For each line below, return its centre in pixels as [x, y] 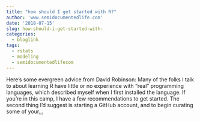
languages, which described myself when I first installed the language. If [96, 92]
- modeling [25, 57]
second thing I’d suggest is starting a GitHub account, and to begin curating [100, 105]
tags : [13, 46]
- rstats [23, 51]
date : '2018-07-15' [31, 23]
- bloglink [25, 40]
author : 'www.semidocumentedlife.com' [55, 17]
